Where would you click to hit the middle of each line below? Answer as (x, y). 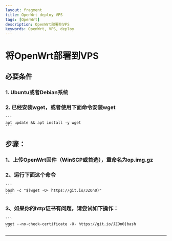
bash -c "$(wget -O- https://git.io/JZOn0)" (53, 190)
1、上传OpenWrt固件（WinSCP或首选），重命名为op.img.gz (79, 160)
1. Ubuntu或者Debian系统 (37, 92)
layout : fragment (24, 10)
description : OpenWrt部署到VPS (38, 24)
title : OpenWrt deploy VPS (34, 15)
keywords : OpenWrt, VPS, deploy (40, 29)
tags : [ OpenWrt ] (23, 19)
